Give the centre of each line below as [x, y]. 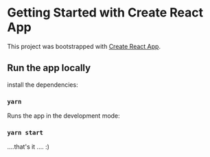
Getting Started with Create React [105, 13]
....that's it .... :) [28, 147]
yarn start [25, 133]
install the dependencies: [43, 85]
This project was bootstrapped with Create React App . [84, 46]
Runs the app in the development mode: [63, 116]
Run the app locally [49, 68]
